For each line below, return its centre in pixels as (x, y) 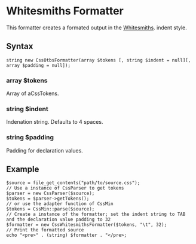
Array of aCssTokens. (33, 93)
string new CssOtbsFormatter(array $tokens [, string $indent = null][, (99, 60)
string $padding (30, 138)
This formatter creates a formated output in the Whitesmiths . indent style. (97, 28)
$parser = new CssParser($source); (50, 193)
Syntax (20, 46)
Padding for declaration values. (45, 150)
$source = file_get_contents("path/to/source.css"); (73, 183)
